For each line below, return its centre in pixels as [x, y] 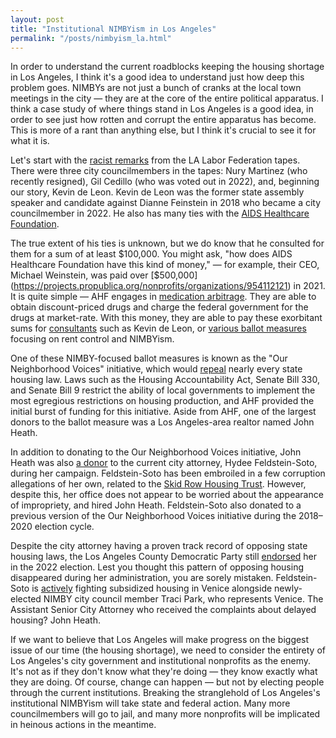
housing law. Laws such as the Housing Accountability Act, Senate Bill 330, [165, 380]
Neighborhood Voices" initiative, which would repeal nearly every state [156, 369]
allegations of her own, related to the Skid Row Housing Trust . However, [158, 484]
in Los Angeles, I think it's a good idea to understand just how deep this [157, 77]
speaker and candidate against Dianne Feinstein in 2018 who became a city [166, 203]
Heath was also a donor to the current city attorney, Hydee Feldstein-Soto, [164, 463]
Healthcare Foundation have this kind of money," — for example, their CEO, [165, 265]
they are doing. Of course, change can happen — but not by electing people [167, 682]
